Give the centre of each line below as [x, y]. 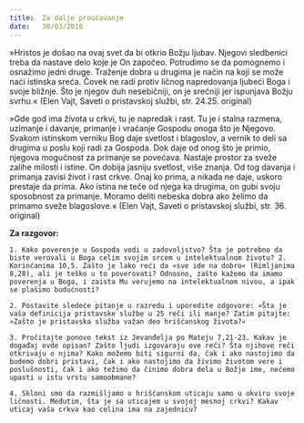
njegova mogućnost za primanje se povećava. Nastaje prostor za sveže [143, 157]
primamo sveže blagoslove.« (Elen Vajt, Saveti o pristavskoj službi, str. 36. [148, 205]
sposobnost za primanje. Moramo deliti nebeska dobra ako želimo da [139, 196]
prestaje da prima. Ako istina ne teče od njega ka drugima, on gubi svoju [145, 186]
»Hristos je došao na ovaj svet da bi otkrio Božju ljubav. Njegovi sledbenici [149, 52]
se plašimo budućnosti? [55, 289]
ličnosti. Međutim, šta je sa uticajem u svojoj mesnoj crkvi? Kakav [144, 401]
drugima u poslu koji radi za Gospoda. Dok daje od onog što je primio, [140, 148]
